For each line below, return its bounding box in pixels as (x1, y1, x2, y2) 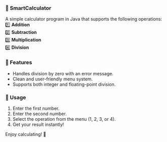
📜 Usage (5, 93, 26, 101)
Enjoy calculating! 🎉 (5, 131, 47, 137)
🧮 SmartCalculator (5, 5, 52, 12)
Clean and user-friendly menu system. (12, 76, 93, 82)
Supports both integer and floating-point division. (12, 81, 116, 87)
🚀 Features (5, 59, 32, 66)
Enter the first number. (12, 105, 60, 111)
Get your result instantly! (12, 121, 64, 127)
